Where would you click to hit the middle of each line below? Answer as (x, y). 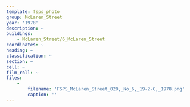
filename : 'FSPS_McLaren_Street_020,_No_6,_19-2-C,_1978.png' (106, 89)
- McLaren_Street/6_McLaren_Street (61, 39)
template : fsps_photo (33, 12)
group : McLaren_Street (34, 17)
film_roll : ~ (22, 73)
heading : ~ (20, 51)
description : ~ (25, 28)
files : (14, 78)
